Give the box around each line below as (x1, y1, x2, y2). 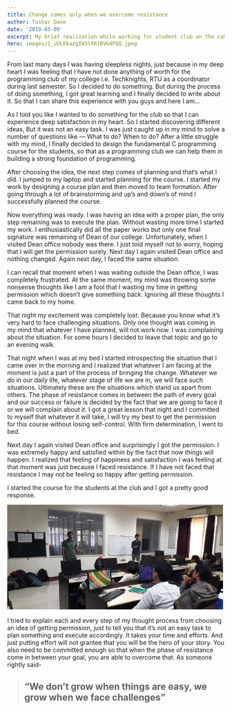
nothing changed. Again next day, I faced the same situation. (7, 255, 180, 263)
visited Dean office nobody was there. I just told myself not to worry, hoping (7, 240, 223, 248)
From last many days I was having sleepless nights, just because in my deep (7, 60, 224, 69)
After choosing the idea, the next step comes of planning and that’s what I (7, 168, 217, 176)
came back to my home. (7, 298, 76, 306)
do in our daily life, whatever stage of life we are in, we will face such (7, 376, 204, 384)
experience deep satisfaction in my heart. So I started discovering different (7, 118, 220, 126)
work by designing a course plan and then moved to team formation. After (7, 183, 217, 191)
